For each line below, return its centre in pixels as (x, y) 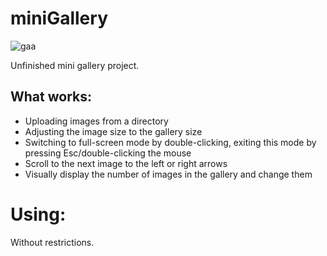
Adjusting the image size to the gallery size (113, 131)
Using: (38, 214)
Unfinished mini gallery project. (75, 65)
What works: (51, 97)
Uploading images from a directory (96, 121)
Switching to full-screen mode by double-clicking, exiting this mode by (170, 142)
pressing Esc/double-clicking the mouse (108, 153)
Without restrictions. (52, 242)
